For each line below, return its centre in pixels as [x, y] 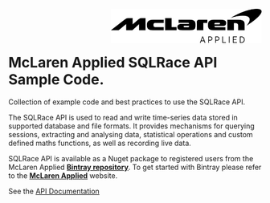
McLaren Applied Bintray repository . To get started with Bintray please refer [135, 167]
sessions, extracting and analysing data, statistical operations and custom [131, 134]
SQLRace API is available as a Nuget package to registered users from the [131, 158]
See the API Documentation [54, 191]
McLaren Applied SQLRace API [113, 63]
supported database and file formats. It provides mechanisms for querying [131, 126]
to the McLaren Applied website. [63, 175]
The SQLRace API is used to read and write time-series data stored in [123, 117]
